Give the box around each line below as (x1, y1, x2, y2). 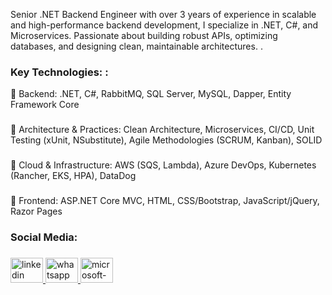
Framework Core (10, 99, 80, 111)
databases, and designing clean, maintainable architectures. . (10, 40, 263, 52)
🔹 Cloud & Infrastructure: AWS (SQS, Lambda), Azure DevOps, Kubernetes (10, 159, 317, 171)
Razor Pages (10, 205, 63, 218)
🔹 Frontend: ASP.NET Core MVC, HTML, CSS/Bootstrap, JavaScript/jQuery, (10, 195, 320, 207)
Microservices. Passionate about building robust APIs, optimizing (10, 30, 278, 41)
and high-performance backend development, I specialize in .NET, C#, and (10, 19, 319, 31)
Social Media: (10, 230, 78, 244)
